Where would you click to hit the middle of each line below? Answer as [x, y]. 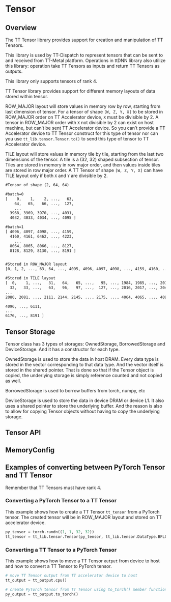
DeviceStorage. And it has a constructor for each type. [63, 349]
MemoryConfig [30, 450]
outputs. [14, 71]
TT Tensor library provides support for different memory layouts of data [80, 91]
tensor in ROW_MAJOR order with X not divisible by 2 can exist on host [79, 122]
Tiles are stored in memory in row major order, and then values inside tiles [83, 165]
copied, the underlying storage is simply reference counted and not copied [84, 375]
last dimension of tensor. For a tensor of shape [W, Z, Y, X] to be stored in [84, 112]
